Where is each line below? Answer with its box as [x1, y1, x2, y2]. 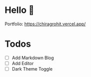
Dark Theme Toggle [11, 66, 53, 72]
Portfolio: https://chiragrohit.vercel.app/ [4, 21, 86, 27]
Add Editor [11, 60, 34, 66]
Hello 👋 [4, 4, 34, 16]
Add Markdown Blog [11, 55, 54, 61]
